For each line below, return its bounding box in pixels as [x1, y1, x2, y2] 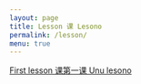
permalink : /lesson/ [9, 30, 88, 39]
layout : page [9, 13, 59, 23]
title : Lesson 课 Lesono [9, 22, 103, 31]
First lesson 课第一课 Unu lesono [9, 65, 132, 76]
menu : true [9, 38, 51, 48]
